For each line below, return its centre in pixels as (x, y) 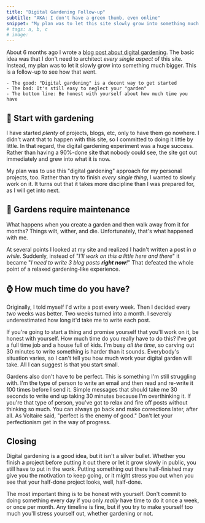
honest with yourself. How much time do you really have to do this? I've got (101, 338)
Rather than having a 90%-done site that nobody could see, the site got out (102, 152)
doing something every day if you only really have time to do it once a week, (103, 500)
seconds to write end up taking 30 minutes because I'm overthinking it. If (99, 396)
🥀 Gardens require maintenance (68, 210)
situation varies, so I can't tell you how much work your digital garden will (99, 358)
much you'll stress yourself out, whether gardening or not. (80, 514)
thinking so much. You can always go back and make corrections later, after (102, 409)
